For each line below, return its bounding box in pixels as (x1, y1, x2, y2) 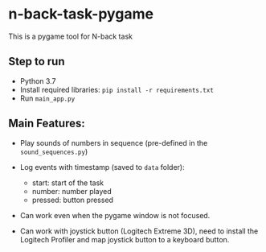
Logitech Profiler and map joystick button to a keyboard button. (19, 234, 230, 244)
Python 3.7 (19, 76, 56, 85)
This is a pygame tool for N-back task (8, 31, 133, 41)
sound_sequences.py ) (19, 147, 88, 156)
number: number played (31, 186, 113, 196)
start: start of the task (31, 178, 104, 188)
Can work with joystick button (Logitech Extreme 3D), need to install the (19, 226, 259, 236)
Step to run (8, 55, 65, 68)
